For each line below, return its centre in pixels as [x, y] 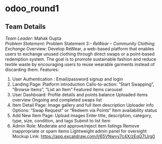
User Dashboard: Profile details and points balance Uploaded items [80, 95]
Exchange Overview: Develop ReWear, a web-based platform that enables [80, 49]
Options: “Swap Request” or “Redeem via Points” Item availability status [85, 110]
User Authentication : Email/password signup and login [68, 79]
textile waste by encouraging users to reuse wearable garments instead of [80, 64]
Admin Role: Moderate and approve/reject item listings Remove [76, 126]
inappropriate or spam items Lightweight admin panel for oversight [79, 131]
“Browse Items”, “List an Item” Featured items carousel [67, 89]
